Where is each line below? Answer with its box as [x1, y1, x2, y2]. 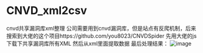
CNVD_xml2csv [6, 4, 87, 18]
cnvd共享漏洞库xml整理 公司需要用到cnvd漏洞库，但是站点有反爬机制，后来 [6, 24, 196, 32]
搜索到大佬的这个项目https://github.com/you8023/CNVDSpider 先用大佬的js [6, 32, 197, 40]
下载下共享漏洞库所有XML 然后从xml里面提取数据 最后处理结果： [6, 40, 169, 47]
